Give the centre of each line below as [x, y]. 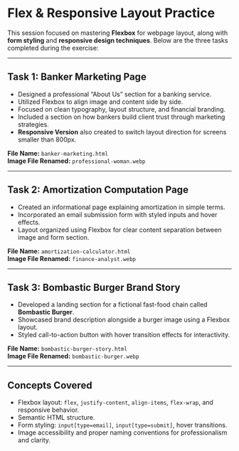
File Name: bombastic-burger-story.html [68, 349]
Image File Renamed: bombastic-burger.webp [73, 356]
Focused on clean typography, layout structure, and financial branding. [122, 109]
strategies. [33, 124]
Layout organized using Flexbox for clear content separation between [119, 230]
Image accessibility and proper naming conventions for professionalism [122, 433]
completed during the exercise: [53, 48]
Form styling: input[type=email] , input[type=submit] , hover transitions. [122, 425]
